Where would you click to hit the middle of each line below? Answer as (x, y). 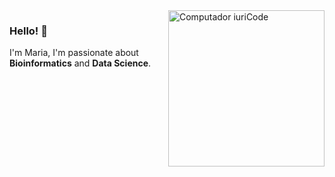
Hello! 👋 (29, 31)
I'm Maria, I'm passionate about (74, 53)
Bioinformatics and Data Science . (80, 63)
